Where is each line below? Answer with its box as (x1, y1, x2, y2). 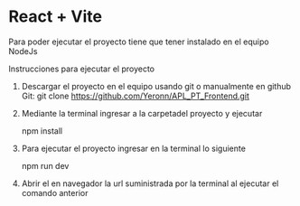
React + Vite (8, 6, 103, 27)
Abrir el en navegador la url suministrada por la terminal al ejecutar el (21, 178, 279, 189)
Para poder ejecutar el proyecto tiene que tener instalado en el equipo (8, 36, 269, 47)
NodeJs (8, 45, 38, 56)
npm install (21, 125, 63, 136)
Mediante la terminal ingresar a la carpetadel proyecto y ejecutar (21, 108, 263, 118)
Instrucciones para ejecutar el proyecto (8, 63, 155, 74)
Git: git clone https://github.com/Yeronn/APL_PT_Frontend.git (21, 90, 250, 101)
